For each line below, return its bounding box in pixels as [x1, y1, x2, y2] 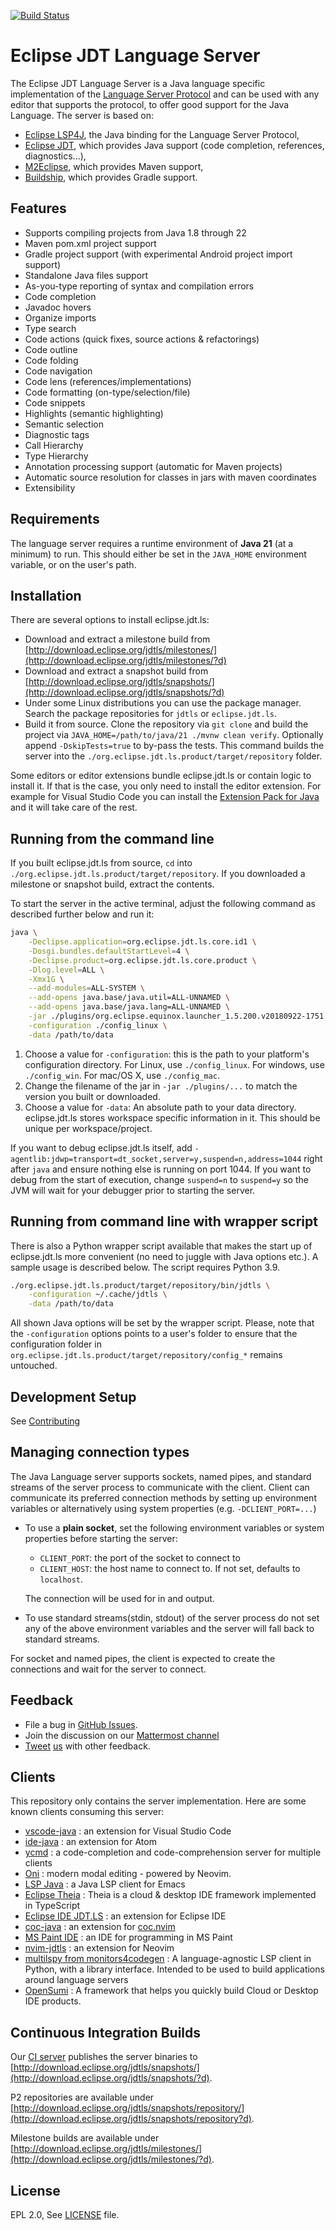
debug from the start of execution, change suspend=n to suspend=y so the [10, 1173, 309, 1185]
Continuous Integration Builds [10, 2024, 202, 2041]
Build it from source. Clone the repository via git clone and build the [24, 718, 309, 730]
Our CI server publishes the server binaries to [10, 2051, 198, 2063]
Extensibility [24, 481, 76, 494]
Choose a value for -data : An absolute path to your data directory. [24, 1101, 297, 1113]
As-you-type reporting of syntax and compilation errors [24, 280, 255, 292]
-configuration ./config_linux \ [28, 1020, 168, 1030]
